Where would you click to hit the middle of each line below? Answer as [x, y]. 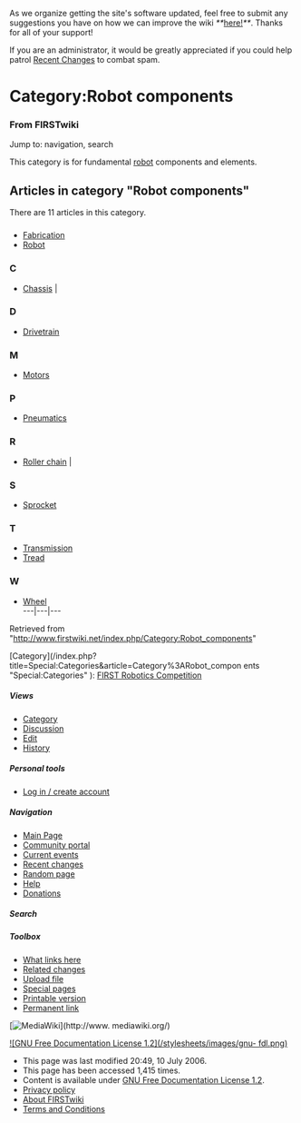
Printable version [54, 998]
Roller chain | [47, 462]
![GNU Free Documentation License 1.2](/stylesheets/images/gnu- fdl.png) [149, 1043]
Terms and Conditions [64, 1108]
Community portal [56, 845]
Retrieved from [37, 628]
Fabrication [44, 235]
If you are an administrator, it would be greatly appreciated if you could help [151, 50]
